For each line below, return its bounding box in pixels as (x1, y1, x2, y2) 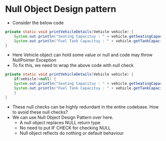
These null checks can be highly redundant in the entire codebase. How (12, 104, 159, 109)
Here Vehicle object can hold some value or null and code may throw (12, 52, 153, 58)
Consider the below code (12, 20, 64, 26)
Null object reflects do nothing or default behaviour (19, 130, 124, 136)
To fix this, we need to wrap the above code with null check (12, 63, 134, 69)
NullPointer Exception (12, 57, 57, 63)
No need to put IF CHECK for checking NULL (19, 125, 111, 131)
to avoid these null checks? (12, 109, 68, 115)
